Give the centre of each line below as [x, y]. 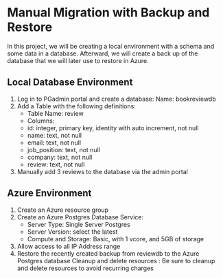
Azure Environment [49, 193]
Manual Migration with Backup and [108, 13]
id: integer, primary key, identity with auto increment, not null [113, 128]
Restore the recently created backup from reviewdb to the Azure [108, 253]
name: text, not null [55, 135]
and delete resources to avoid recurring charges [85, 268]
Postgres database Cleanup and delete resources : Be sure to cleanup [116, 260]
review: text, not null [56, 164]
